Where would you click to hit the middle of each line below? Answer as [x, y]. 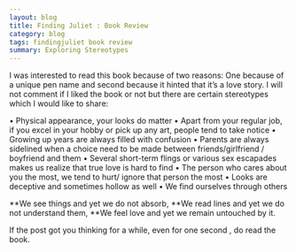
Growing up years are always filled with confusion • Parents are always [139, 140]
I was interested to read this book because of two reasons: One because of [147, 75]
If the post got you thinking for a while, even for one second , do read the [143, 230]
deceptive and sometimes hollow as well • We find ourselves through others [148, 187]
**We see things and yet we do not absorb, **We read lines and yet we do [147, 203]
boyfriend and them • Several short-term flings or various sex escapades [143, 158]
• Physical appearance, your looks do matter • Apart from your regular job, [146, 121]
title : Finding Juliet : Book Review [79, 26]
